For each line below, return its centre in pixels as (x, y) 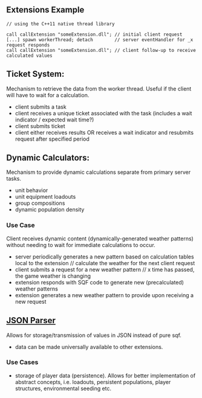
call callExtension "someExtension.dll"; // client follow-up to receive (101, 50)
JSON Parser (31, 320)
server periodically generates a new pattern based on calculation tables (105, 257)
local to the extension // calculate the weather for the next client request (105, 263)
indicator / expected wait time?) (54, 120)
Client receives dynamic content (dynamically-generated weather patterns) (100, 239)
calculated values (29, 56)
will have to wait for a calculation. (48, 95)
